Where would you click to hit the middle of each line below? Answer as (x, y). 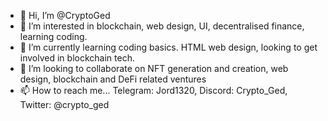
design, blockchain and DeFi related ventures (113, 79)
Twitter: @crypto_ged (64, 104)
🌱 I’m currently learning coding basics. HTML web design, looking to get (168, 47)
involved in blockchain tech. (77, 58)
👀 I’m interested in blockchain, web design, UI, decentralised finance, (162, 26)
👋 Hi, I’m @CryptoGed (65, 15)
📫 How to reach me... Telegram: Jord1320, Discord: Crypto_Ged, (153, 90)
